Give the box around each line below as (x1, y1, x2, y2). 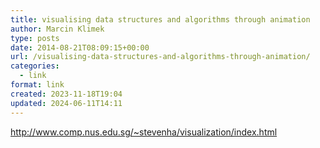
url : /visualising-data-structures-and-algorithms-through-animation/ (10, 52, 311, 62)
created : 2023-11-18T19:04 (10, 89, 123, 99)
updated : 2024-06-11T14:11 (10, 98, 123, 108)
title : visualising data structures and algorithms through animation (10, 14, 311, 25)
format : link (10, 80, 65, 90)
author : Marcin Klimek (10, 24, 105, 34)
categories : (10, 61, 60, 71)
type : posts (10, 33, 60, 43)
